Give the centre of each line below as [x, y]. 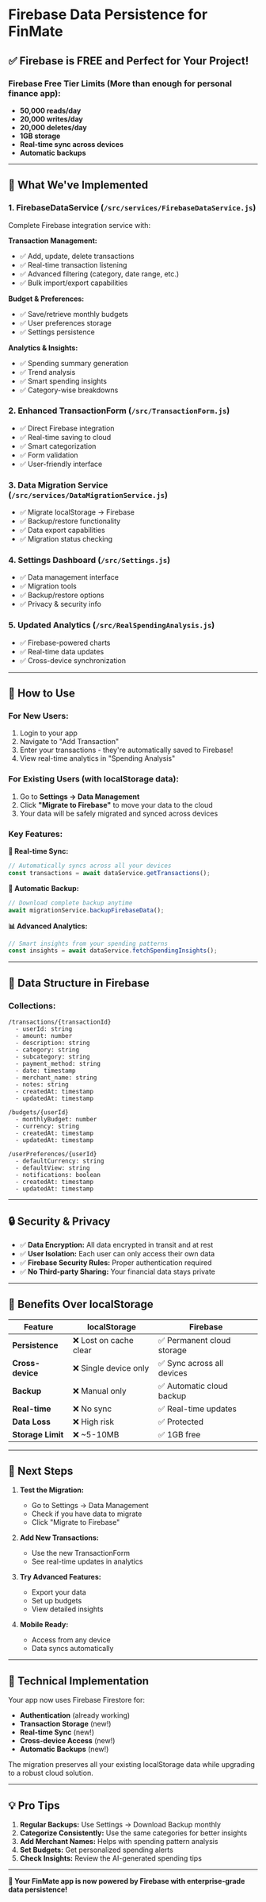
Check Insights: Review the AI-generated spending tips [110, 1858]
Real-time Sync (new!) [57, 1732]
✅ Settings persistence [57, 332]
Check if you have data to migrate [87, 1514]
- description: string [53, 1043]
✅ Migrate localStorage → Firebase [77, 512]
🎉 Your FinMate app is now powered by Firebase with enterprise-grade [127, 1881]
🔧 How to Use [42, 694]
